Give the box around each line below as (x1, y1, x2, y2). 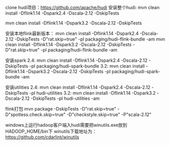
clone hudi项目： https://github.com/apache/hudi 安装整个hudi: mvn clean (5, 5, 160, 10)
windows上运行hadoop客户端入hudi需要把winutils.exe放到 (5, 122, 127, 128)
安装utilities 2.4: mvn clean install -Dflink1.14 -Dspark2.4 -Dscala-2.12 (5, 84, 151, 90)
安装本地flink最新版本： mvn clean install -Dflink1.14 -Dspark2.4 (5, 30, 139, 37)
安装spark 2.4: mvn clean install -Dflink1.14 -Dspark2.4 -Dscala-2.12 (5, 57, 148, 63)
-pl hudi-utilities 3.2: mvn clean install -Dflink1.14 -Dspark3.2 (29, 90, 156, 96)
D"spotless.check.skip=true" (5, 112, 66, 118)
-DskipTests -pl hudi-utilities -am (31, 95, 100, 101)
